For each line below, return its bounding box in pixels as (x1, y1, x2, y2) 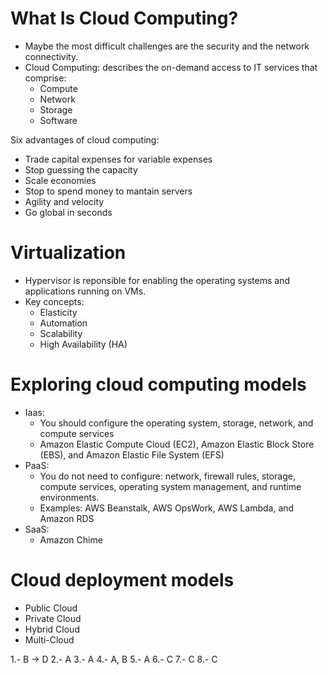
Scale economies (24, 174, 97, 186)
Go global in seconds (24, 206, 113, 218)
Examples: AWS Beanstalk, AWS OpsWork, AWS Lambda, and (39, 502, 295, 514)
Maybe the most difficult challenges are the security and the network (24, 40, 310, 52)
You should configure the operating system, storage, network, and (39, 417, 314, 429)
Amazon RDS (39, 512, 95, 524)
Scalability (39, 327, 83, 339)
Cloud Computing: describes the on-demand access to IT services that (24, 61, 318, 73)
